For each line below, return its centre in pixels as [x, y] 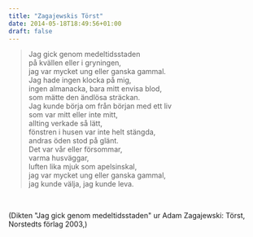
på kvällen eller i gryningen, [75, 63]
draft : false [31, 31]
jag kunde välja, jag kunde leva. [81, 184]
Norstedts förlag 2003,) [48, 224]
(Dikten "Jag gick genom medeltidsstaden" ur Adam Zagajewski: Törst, [127, 216]
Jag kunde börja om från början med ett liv [100, 106]
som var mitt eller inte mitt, [73, 115]
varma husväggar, [59, 158]
